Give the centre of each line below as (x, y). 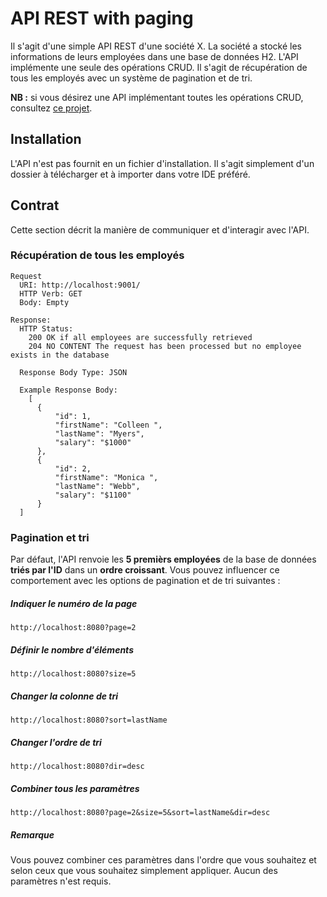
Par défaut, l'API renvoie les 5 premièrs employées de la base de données (163, 559)
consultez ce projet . (51, 108)
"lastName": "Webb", (97, 486)
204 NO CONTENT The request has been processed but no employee (165, 346)
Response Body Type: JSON (73, 372)
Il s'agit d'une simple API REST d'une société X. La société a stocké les (156, 46)
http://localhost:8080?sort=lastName (89, 720)
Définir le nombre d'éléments (72, 649)
